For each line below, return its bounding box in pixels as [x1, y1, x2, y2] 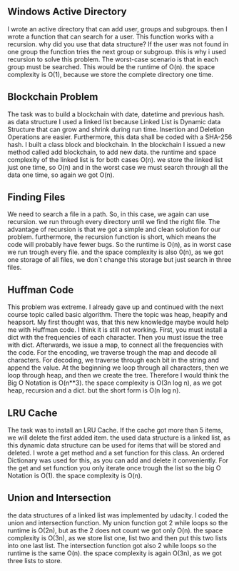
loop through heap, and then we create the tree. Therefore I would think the [7, 371, 230, 380]
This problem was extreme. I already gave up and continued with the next [7, 303, 223, 311]
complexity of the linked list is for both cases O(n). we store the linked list [7, 155, 223, 163]
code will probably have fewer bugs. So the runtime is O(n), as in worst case [7, 241, 232, 249]
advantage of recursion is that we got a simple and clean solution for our [7, 225, 221, 234]
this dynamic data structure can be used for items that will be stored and [7, 441, 221, 450]
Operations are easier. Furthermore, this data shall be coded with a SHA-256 [7, 132, 233, 141]
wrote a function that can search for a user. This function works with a [7, 32, 214, 41]
